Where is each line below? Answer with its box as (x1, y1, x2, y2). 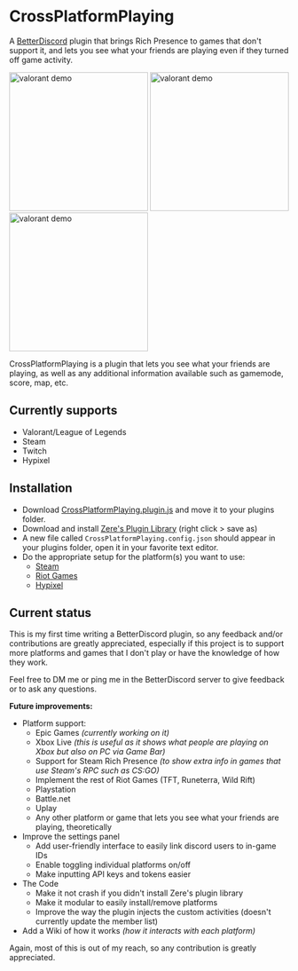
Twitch (21, 446, 47, 456)
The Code (21, 879, 59, 889)
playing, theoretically (35, 822, 113, 833)
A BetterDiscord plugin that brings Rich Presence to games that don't (9, 36, 262, 46)
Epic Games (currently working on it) (35, 728, 170, 738)
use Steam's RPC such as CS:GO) (35, 765, 160, 776)
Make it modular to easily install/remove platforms (35, 897, 218, 908)
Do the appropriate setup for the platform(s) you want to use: (21, 551, 246, 562)
